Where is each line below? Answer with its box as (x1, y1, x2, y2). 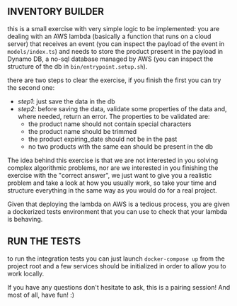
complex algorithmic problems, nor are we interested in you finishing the (7, 163, 219, 172)
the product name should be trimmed (28, 127, 137, 135)
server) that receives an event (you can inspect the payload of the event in (7, 39, 225, 48)
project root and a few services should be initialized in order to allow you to (7, 261, 226, 270)
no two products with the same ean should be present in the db (28, 142, 214, 151)
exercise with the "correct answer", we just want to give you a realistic (7, 171, 212, 179)
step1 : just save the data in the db (17, 97, 115, 106)
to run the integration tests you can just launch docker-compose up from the (7, 254, 225, 263)
